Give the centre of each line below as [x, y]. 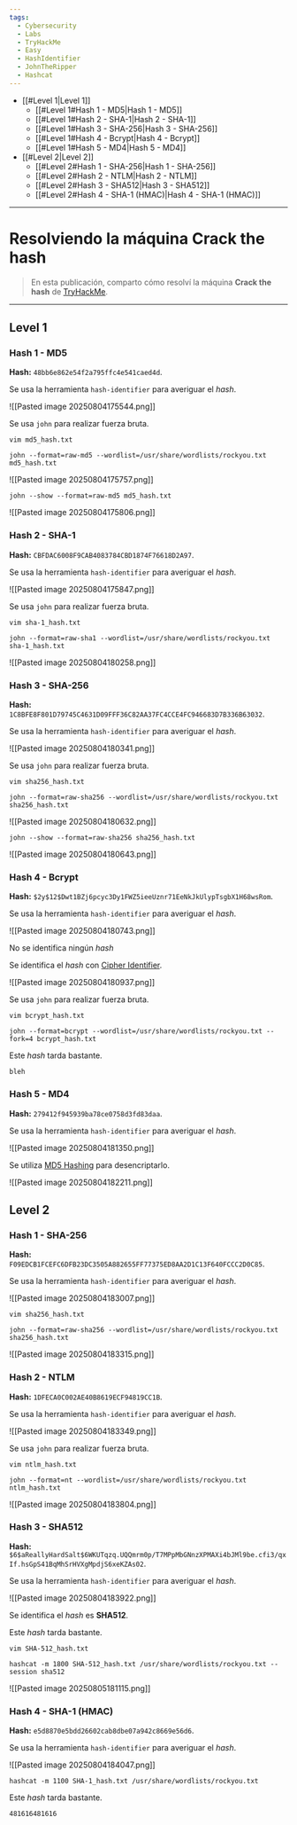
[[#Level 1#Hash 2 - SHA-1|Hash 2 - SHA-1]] [115, 119]
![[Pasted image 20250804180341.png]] [82, 748]
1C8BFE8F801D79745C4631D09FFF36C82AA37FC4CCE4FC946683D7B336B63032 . [137, 714]
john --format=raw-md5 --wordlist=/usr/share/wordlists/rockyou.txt [138, 456]
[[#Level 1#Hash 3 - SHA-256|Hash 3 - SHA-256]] [126, 129]
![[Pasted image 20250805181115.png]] [80, 1688]
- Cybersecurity [47, 26]
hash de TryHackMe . [69, 291]
